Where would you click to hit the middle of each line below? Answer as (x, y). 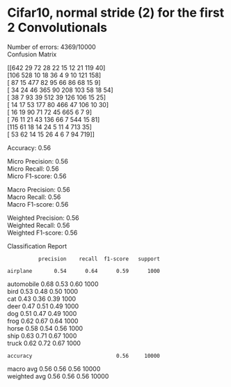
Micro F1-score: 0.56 (37, 176)
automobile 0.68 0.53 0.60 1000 (53, 284)
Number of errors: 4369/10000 (51, 47)
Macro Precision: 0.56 (39, 189)
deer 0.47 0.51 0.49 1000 (43, 306)
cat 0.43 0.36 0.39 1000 (42, 299)
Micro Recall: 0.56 (33, 168)
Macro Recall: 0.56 (34, 197)
